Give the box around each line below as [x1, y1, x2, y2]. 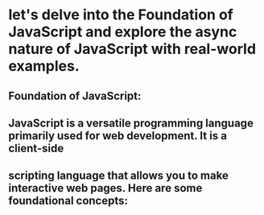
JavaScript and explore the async [8, 23, 237, 41]
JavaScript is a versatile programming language [8, 116, 254, 130]
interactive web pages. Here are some [8, 181, 203, 195]
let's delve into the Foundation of [8, 6, 233, 24]
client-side [8, 141, 64, 155]
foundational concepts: [8, 194, 129, 208]
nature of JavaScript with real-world [8, 40, 256, 58]
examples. [8, 57, 80, 76]
